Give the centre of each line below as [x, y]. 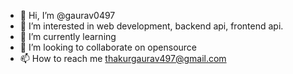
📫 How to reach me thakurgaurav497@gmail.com [123, 58]
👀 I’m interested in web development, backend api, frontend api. [151, 26]
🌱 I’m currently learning [68, 36]
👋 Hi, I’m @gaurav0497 [67, 15]
